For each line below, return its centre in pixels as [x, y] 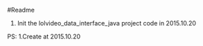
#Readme [21, 10]
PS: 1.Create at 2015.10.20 [44, 36]
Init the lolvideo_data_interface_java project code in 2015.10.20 [106, 23]
